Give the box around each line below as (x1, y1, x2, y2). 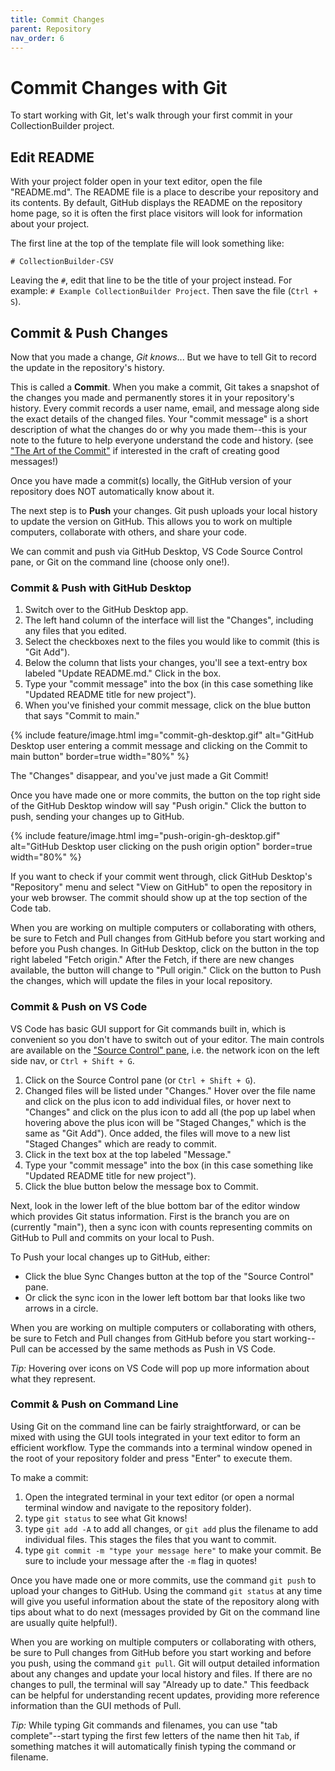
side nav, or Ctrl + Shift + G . (10, 1054, 135, 1066)
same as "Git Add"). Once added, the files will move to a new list (24, 1127, 291, 1139)
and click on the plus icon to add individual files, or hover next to (24, 1095, 292, 1107)
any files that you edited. (24, 625, 127, 637)
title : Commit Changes (10, 14, 105, 25)
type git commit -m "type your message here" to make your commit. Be (24, 1544, 322, 1556)
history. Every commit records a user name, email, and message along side (10, 402, 320, 414)
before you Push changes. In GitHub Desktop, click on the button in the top (10, 943, 320, 955)
